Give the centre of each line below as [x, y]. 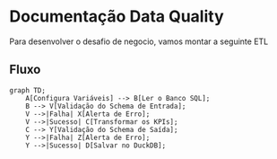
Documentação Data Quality [117, 17]
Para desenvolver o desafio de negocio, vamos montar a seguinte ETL [139, 41]
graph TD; [28, 90]
